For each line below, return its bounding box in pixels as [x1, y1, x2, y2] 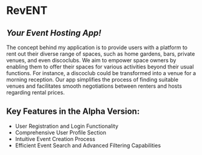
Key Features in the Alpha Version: [6, 107, 140, 117]
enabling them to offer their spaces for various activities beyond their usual [6, 63, 194, 70]
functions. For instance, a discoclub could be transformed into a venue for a [6, 70, 196, 76]
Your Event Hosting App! [6, 28, 102, 38]
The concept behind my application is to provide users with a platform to [6, 44, 188, 51]
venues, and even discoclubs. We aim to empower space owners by [6, 57, 177, 64]
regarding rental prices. [6, 89, 65, 96]
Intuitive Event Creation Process [15, 135, 96, 142]
